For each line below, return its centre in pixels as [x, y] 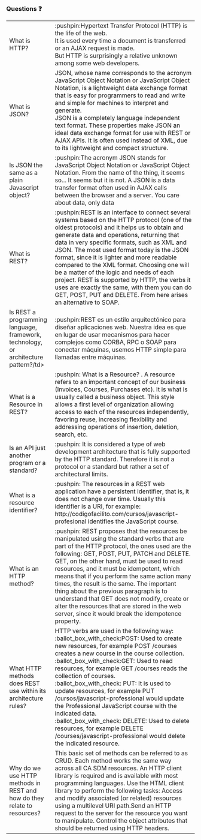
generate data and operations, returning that [117, 235]
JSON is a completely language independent [118, 118]
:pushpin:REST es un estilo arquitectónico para [120, 320]
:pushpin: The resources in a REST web [110, 484]
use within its [28, 691]
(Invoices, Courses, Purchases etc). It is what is [121, 389]
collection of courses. [85, 676]
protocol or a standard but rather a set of [112, 467]
